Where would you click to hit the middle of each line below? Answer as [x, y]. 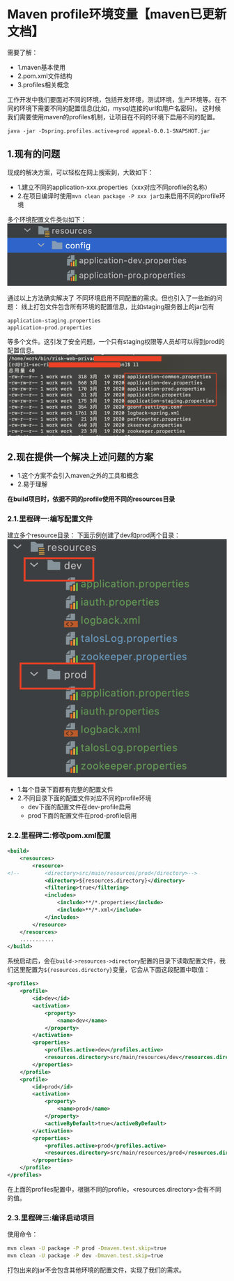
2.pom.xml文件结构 [45, 76]
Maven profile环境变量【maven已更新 [117, 14]
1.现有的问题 [34, 154]
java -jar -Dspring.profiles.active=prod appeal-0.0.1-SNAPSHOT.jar [109, 131]
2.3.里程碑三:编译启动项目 [51, 1218]
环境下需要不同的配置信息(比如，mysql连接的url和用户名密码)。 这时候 [120, 108]
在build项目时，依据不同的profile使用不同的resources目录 [91, 499]
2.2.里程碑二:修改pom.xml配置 [59, 835]
